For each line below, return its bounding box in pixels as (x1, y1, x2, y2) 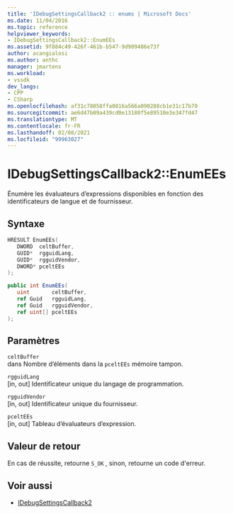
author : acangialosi (7, 50, 69, 57)
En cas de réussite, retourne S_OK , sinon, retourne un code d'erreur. (7, 459, 206, 468)
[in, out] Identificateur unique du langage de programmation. (7, 380, 184, 389)
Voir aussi (7, 479, 52, 491)
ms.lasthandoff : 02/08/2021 (7, 129, 91, 136)
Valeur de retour (7, 440, 81, 452)
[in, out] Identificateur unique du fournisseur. (7, 400, 138, 408)
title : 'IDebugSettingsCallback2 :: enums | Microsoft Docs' (7, 10, 192, 18)
